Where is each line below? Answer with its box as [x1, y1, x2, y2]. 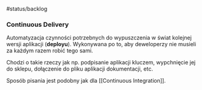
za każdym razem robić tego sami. [6, 47, 94, 54]
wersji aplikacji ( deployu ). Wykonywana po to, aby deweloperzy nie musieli [6, 41, 196, 48]
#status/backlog [6, 5, 48, 12]
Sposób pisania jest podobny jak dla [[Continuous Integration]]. [6, 77, 166, 85]
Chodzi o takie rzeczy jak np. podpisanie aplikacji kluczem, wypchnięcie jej [6, 59, 196, 66]
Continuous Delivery [6, 20, 69, 29]
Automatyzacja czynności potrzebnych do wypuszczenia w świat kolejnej [6, 34, 192, 41]
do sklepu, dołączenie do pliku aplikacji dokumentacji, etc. [6, 65, 153, 72]
